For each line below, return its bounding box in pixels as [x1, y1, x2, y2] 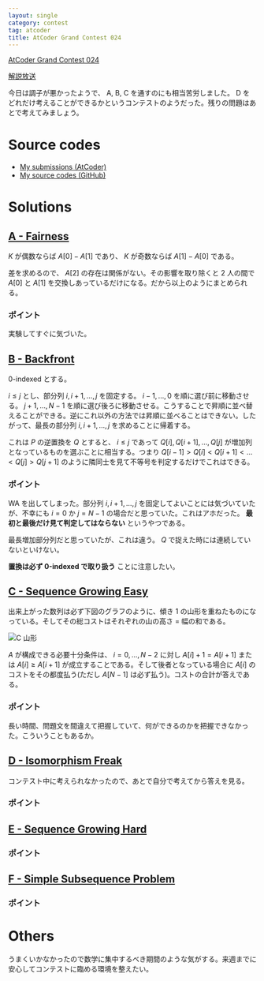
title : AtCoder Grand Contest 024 [8, 33, 122, 42]
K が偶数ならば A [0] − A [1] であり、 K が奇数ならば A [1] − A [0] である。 [8, 252, 239, 261]
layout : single [8, 11, 58, 20]
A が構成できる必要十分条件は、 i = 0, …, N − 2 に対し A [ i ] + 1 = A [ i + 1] [8, 650, 236, 660]
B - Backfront [8, 352, 75, 365]
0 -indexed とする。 [8, 374, 71, 384]
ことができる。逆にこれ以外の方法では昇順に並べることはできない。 [21, 411, 243, 421]
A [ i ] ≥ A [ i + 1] [17, 660, 61, 669]
